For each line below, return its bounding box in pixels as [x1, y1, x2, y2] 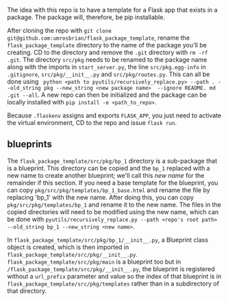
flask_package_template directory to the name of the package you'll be [7, 41, 207, 49]
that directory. [7, 286, 47, 294]
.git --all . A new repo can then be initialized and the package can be [7, 91, 207, 99]
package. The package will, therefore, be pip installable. [7, 13, 166, 21]
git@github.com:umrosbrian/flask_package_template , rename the [7, 34, 190, 42]
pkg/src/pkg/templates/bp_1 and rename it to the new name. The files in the [7, 200, 221, 209]
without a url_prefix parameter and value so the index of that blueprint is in [7, 272, 222, 280]
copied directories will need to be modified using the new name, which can [7, 207, 219, 216]
